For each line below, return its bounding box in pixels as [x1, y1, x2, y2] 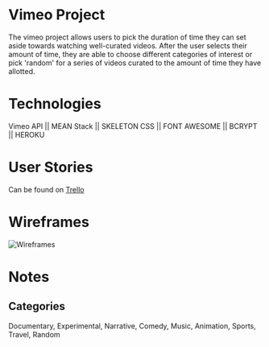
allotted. [8, 66, 35, 76]
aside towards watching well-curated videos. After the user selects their [8, 40, 247, 50]
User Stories [8, 159, 93, 176]
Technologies [8, 95, 102, 114]
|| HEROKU [8, 130, 45, 139]
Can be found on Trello [8, 184, 85, 194]
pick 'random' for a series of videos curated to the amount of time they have [8, 58, 262, 68]
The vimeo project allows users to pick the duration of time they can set [8, 32, 247, 42]
